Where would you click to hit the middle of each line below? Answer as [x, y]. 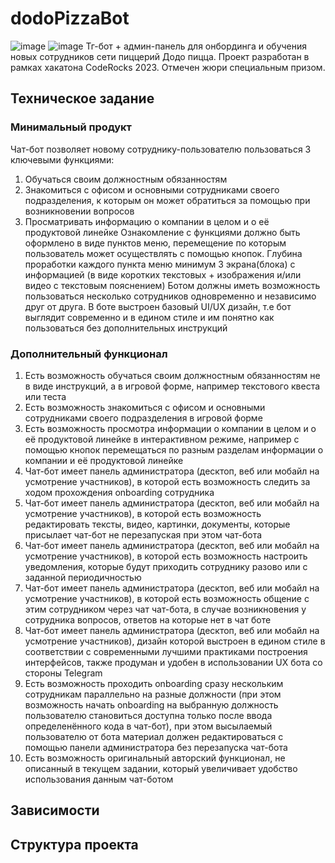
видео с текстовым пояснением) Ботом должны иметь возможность [172, 285]
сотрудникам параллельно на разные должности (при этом [153, 694]
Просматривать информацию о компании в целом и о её [147, 221]
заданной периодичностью [83, 577]
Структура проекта [74, 844]
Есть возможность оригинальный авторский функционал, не [155, 758]
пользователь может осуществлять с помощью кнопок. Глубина [163, 253]
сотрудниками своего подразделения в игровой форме [143, 418]
